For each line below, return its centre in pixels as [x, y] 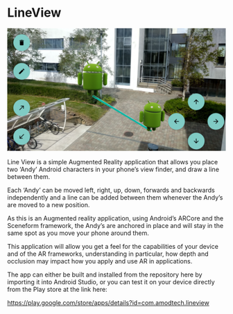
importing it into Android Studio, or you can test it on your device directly [111, 282]
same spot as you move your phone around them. [78, 233]
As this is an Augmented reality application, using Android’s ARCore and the [115, 218]
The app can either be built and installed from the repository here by [105, 274]
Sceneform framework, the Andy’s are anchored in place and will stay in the [115, 226]
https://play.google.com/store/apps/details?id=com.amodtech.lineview [108, 303]
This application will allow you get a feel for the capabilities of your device [113, 247]
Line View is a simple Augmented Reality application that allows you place [113, 162]
